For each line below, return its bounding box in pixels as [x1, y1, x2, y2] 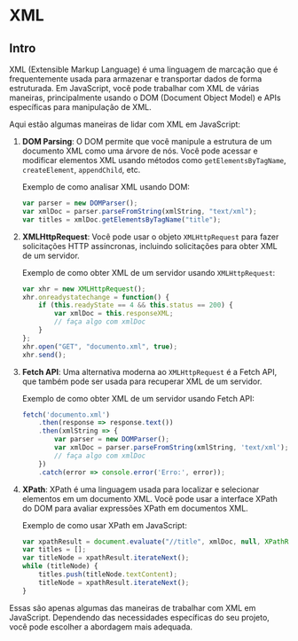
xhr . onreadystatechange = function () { [21, 293, 170, 301]
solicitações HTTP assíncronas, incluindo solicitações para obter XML [21, 240, 278, 251]
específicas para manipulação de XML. [9, 102, 153, 112]
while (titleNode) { [21, 562, 98, 571]
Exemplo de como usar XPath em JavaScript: [21, 520, 188, 530]
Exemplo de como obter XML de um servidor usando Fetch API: [21, 393, 255, 403]
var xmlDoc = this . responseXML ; [54, 309, 174, 318]
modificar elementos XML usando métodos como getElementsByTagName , [21, 155, 286, 165]
